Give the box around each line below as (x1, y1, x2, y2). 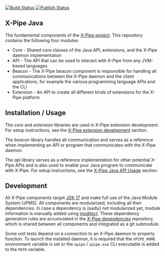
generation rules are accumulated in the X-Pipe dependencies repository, (5, 216, 154, 222)
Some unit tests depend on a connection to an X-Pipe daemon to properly (5, 231, 155, 237)
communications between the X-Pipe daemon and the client (12, 73, 134, 79)
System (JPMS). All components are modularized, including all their (5, 200, 142, 206)
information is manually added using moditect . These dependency (5, 210, 139, 216)
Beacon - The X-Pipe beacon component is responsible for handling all (12, 68, 157, 74)
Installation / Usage (5, 109, 66, 117)
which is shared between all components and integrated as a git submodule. (5, 221, 160, 227)
